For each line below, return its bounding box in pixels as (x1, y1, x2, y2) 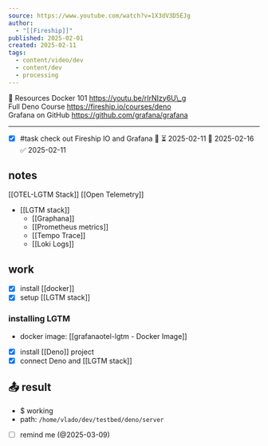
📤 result (8, 380, 52, 394)
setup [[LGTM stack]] (19, 293, 90, 302)
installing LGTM (8, 313, 70, 325)
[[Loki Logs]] (31, 239, 74, 249)
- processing (15, 71, 59, 79)
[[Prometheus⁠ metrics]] (31, 222, 109, 232)
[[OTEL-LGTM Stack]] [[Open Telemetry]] (8, 189, 144, 200)
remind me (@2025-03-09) (19, 429, 110, 440)
